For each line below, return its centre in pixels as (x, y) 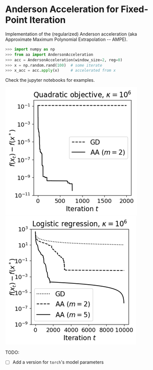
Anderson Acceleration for (62, 9)
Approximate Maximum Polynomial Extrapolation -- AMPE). (66, 39)
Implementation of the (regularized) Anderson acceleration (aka (71, 34)
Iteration (48, 20)
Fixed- (134, 9)
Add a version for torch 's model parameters (58, 362)
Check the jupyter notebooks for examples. (50, 80)
